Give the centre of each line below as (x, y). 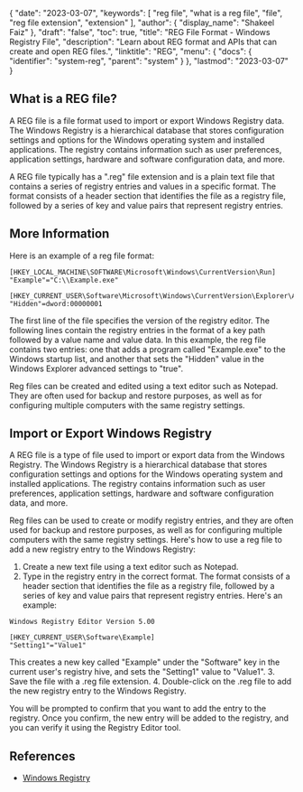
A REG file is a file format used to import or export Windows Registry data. (147, 120)
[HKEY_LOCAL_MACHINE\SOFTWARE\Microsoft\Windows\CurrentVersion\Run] (143, 272)
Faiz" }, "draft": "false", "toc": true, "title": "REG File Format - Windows (140, 32)
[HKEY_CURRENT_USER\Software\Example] (82, 638)
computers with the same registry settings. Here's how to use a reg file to (146, 540)
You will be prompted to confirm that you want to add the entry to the (138, 709)
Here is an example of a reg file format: (82, 256)
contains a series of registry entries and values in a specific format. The (143, 186)
